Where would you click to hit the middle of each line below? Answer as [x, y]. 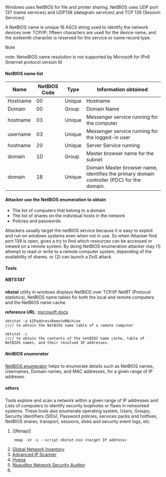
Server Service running [113, 145]
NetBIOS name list [24, 73]
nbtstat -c [16, 334]
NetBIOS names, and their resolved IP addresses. [57, 343]
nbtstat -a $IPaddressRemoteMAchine [43, 321]
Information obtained [123, 89]
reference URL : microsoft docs [37, 312]
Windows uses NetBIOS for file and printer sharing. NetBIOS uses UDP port [82, 7]
